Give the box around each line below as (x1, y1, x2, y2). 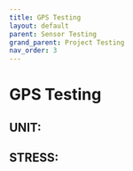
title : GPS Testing (9, 12, 82, 22)
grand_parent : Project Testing (9, 37, 125, 47)
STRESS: (9, 151, 59, 166)
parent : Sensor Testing (9, 29, 98, 38)
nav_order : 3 (9, 46, 58, 55)
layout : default (9, 21, 69, 30)
